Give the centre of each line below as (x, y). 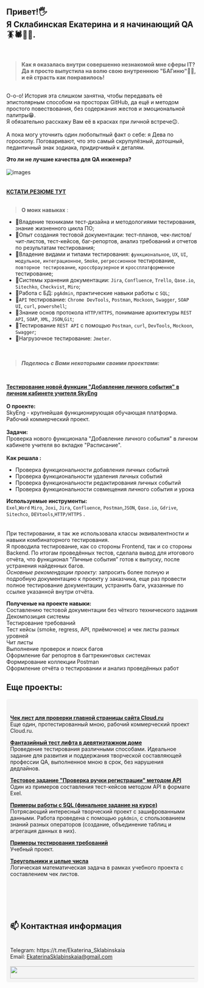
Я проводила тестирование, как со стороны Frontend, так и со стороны (99, 546)
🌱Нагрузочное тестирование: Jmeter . (63, 338)
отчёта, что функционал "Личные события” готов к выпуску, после (93, 559)
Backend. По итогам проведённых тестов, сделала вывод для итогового (100, 553)
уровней (17, 636)
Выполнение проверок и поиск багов (55, 649)
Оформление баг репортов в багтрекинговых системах (79, 655)
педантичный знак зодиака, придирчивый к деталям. (76, 147)
